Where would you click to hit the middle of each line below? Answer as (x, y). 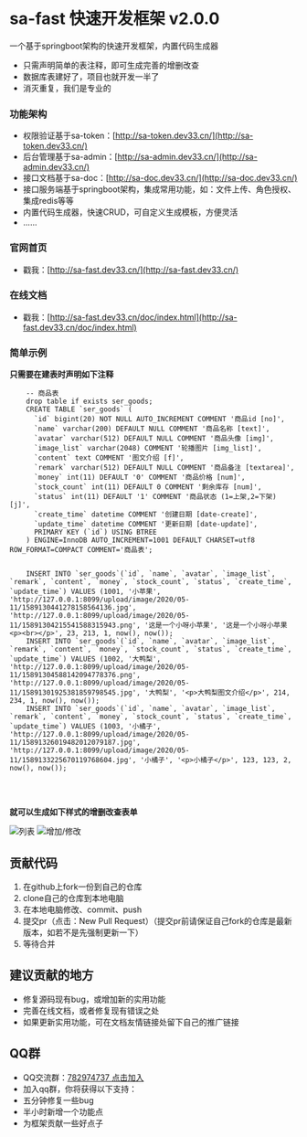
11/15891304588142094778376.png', (75, 675)
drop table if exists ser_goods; (90, 402)
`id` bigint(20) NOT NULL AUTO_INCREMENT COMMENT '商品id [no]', (159, 420)
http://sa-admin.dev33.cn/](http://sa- (187, 157)
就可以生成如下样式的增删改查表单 (74, 812)
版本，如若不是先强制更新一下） (83, 932)
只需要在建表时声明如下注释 (62, 375)
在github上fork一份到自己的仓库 (82, 887)
